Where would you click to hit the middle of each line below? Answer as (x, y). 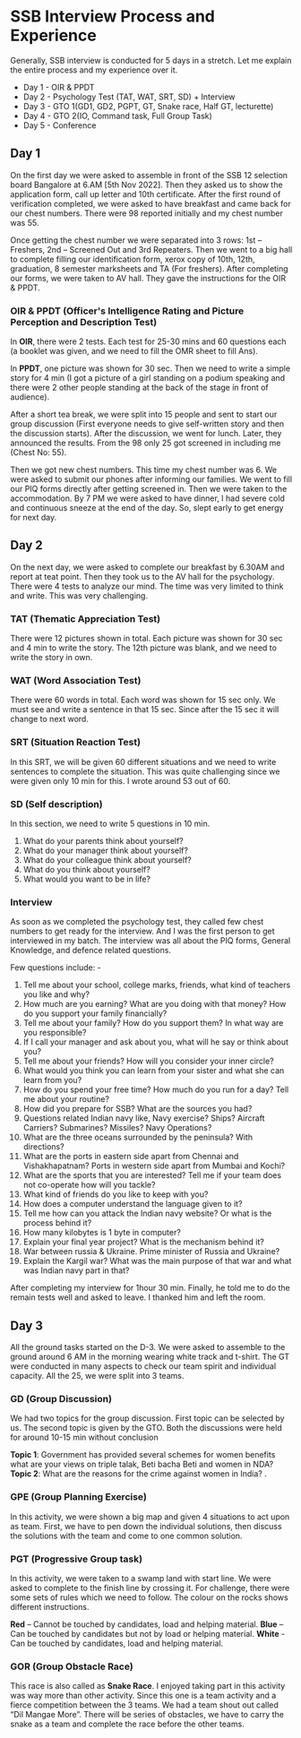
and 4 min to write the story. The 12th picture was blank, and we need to (143, 648)
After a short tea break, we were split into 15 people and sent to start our (144, 415)
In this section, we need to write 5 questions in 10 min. (110, 824)
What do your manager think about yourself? (106, 851)
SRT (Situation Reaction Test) (76, 743)
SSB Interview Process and (113, 17)
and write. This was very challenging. (79, 595)
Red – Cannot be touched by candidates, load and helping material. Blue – (147, 1624)
